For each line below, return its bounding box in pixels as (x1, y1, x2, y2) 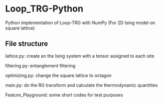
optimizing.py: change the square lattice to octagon (5, 72, 112, 78)
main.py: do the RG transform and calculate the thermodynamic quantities (5, 82, 158, 88)
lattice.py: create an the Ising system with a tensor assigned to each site (5, 53, 154, 59)
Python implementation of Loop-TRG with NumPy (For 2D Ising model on (5, 20, 155, 26)
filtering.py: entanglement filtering (5, 62, 76, 68)
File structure (5, 40, 48, 48)
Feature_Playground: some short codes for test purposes (5, 91, 123, 98)
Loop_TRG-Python (5, 3, 84, 15)
